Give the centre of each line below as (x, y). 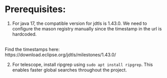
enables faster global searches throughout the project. (69, 70)
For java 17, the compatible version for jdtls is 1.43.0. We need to (80, 23)
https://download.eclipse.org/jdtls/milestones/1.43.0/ (61, 55)
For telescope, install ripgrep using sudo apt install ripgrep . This (82, 64)
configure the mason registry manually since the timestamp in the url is (87, 28)
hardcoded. (24, 34)
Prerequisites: (35, 9)
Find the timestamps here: (32, 49)
